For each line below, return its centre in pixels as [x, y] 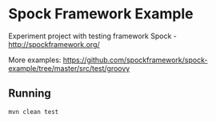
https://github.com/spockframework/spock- [135, 60]
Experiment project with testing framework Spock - [93, 36]
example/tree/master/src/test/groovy [69, 68]
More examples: [35, 60]
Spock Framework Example [101, 14]
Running [30, 94]
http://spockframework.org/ [54, 44]
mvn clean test [34, 112]
